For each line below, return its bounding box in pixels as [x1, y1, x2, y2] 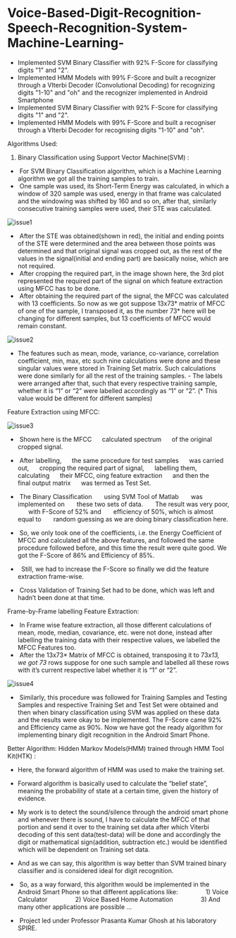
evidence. [17, 794, 47, 802]
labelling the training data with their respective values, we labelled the [17, 635, 221, 644]
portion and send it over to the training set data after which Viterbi [17, 822, 209, 831]
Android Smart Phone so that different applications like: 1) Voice [17, 887, 229, 896]
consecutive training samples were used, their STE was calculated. [17, 204, 213, 212]
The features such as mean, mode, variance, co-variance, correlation [17, 349, 219, 357]
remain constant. [17, 321, 67, 330]
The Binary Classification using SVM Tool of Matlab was [19, 492, 203, 500]
